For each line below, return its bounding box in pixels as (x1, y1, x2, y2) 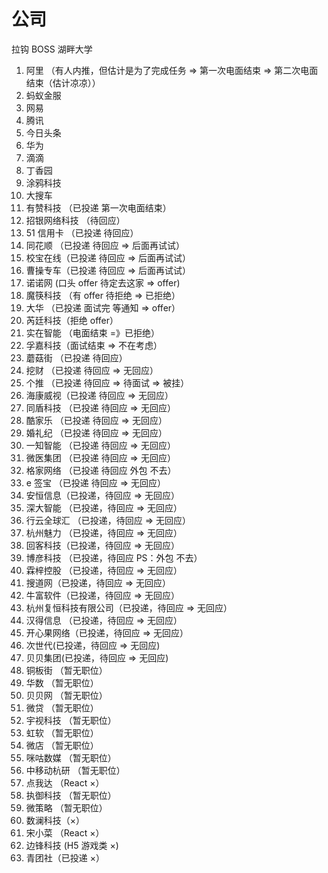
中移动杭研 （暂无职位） (25, 764, 126, 776)
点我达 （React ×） (25, 776, 105, 789)
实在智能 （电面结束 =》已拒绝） (25, 326, 160, 339)
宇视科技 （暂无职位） (25, 714, 117, 726)
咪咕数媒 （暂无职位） (25, 751, 117, 764)
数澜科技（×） (25, 814, 86, 826)
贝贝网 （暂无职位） (25, 689, 108, 701)
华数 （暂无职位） (25, 676, 99, 689)
